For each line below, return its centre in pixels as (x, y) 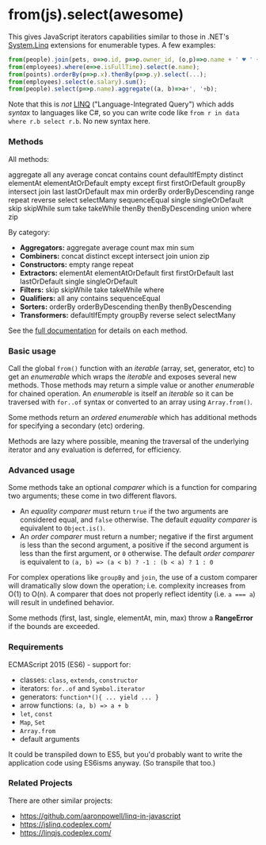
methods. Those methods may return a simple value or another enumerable (131, 385)
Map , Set (32, 722)
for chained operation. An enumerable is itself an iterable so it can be (121, 393)
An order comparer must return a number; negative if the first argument (136, 537)
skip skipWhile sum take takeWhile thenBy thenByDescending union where (130, 208)
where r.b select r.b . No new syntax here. (79, 122)
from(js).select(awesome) (96, 15)
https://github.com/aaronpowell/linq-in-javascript (100, 816)
